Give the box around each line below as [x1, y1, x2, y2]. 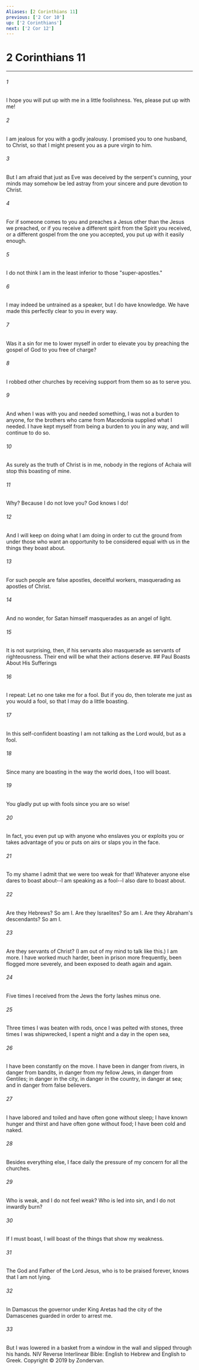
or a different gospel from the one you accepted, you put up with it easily [6, 231, 185, 238]
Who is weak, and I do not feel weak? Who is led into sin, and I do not [6, 1197, 176, 1204]
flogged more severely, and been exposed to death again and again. [6, 960, 173, 967]
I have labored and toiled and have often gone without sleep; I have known [6, 1113, 188, 1121]
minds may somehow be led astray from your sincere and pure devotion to [6, 180, 188, 187]
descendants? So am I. [6, 915, 62, 922]
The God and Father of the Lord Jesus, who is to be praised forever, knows [6, 1267, 190, 1274]
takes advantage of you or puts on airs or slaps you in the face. [6, 839, 161, 846]
